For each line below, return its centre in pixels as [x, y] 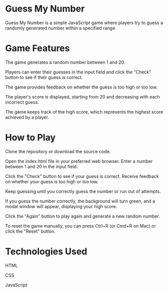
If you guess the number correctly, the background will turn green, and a [80, 201]
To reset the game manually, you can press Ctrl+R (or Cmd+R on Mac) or [81, 226]
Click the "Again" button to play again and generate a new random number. [83, 216]
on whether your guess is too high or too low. [52, 181]
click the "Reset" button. [31, 231]
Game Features [38, 48]
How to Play [31, 137]
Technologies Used [46, 251]
